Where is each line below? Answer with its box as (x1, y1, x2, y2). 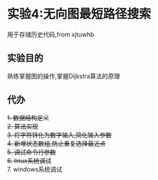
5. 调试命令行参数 (7, 148, 56, 156)
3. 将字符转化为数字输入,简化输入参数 (7, 131, 112, 139)
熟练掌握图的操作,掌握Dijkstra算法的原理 (7, 71, 120, 80)
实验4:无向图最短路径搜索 (7, 6, 152, 22)
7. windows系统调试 (7, 165, 63, 173)
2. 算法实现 (7, 122, 39, 131)
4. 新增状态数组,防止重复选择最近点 (7, 139, 106, 148)
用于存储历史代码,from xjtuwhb (7, 30, 94, 38)
